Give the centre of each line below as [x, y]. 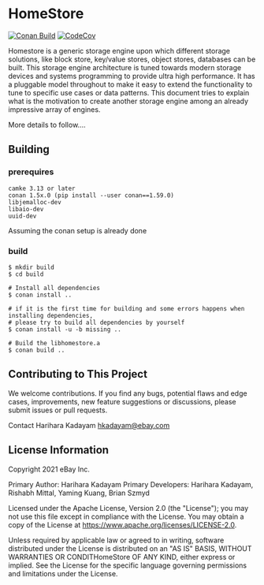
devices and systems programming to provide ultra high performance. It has [132, 76]
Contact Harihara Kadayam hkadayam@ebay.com [89, 425]
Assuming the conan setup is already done [78, 230]
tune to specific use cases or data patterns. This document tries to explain [129, 92]
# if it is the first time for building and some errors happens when [126, 308]
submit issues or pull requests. [58, 410]
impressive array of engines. [54, 109]
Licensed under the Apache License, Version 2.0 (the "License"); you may [128, 508]
